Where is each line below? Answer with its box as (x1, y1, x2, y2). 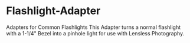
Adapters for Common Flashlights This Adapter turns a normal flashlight (6, 24, 181, 31)
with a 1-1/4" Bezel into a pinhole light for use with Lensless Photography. (6, 29, 185, 37)
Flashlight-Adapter (6, 4, 101, 18)
